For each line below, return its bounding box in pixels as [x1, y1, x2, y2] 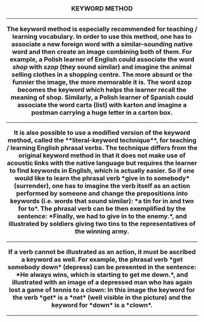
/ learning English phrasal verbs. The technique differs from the [6, 144, 198, 152]
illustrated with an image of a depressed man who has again [12, 278, 192, 287]
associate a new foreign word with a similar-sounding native [11, 39, 193, 48]
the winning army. [75, 227, 129, 236]
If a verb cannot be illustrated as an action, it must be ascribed [8, 248, 196, 256]
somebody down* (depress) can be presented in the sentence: [7, 263, 197, 272]
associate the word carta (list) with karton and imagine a [17, 100, 187, 109]
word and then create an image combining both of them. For [12, 47, 192, 56]
